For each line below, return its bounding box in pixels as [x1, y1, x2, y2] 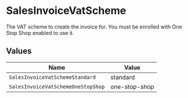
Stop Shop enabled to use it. [6, 29, 74, 36]
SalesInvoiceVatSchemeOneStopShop [9, 83, 105, 90]
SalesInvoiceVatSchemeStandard [9, 74, 96, 81]
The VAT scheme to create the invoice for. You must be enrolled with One [6, 23, 182, 30]
